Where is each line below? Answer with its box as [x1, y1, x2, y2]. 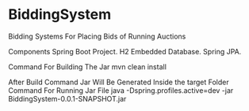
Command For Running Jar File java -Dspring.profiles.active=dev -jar [8, 85, 234, 95]
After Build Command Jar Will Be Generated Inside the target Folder [8, 77, 229, 87]
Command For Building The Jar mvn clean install [8, 61, 167, 72]
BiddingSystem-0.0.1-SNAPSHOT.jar [8, 94, 127, 103]
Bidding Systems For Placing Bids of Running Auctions [8, 31, 186, 41]
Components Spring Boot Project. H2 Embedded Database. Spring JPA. [8, 46, 242, 56]
